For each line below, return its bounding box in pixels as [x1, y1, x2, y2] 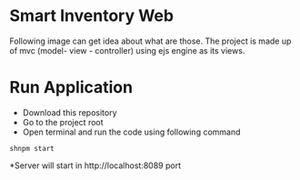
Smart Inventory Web [9, 5, 175, 26]
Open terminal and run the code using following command [22, 126, 241, 137]
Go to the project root [22, 116, 104, 127]
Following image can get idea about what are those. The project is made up [9, 35, 292, 46]
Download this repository [22, 106, 117, 118]
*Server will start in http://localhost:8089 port [9, 160, 182, 171]
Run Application [9, 77, 134, 98]
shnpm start [9, 144, 55, 153]
